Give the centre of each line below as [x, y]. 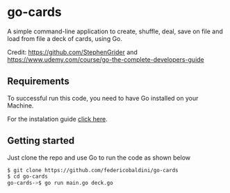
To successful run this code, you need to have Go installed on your [103, 98]
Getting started [41, 141]
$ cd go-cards [28, 177]
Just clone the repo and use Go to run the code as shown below [99, 158]
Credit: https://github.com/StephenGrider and [72, 52]
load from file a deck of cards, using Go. [65, 38]
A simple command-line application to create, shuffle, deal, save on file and [115, 31]
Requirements [38, 82]
